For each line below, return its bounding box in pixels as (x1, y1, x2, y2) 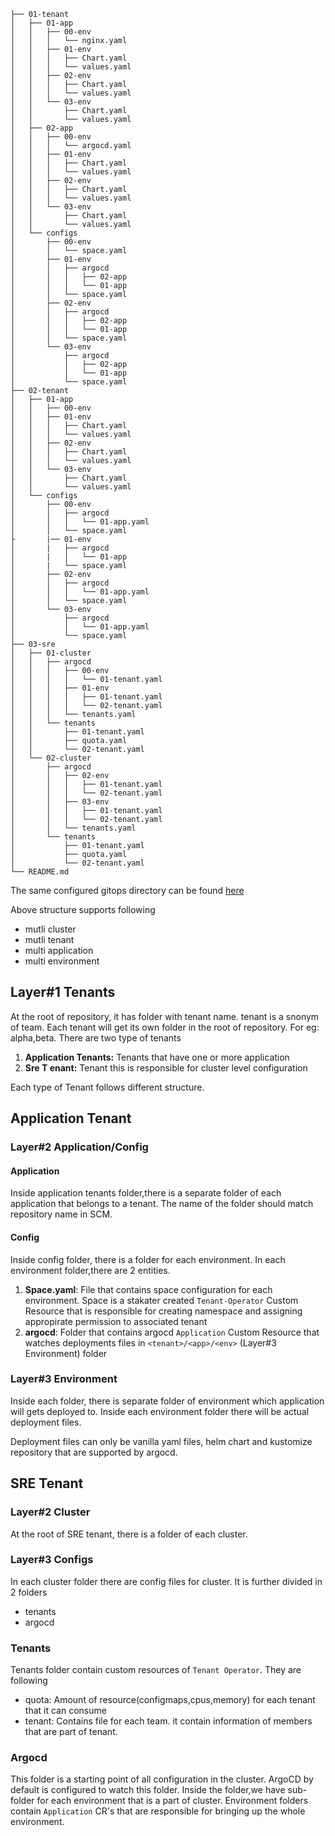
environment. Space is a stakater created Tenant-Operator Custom (24, 1294, 299, 1306)
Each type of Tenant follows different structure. (10, 1081, 205, 1093)
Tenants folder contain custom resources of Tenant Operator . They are (10, 1664, 302, 1676)
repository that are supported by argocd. (10, 1446, 178, 1458)
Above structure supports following (10, 904, 156, 915)
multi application (24, 945, 94, 956)
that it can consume (24, 1705, 107, 1717)
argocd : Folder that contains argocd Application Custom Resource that (24, 1326, 320, 1338)
